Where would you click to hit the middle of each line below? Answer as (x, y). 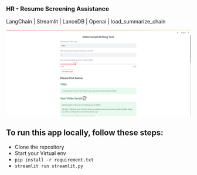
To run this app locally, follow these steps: (85, 133)
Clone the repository (39, 147)
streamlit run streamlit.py (49, 166)
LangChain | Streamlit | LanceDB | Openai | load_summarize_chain (86, 22)
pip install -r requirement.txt (54, 160)
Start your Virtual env (40, 153)
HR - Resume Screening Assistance (58, 9)
